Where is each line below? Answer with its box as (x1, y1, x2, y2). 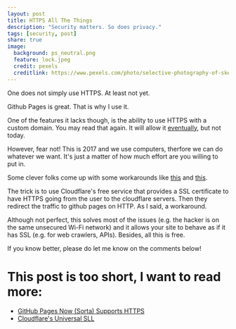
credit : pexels (13, 63, 58, 70)
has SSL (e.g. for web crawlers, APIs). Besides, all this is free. (7, 230, 185, 239)
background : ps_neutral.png (13, 50, 96, 57)
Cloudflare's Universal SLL (17, 314, 95, 323)
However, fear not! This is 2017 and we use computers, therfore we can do (7, 144, 223, 153)
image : (7, 43, 27, 50)
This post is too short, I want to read (7, 268, 221, 285)
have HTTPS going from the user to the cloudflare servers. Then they (7, 194, 208, 203)
